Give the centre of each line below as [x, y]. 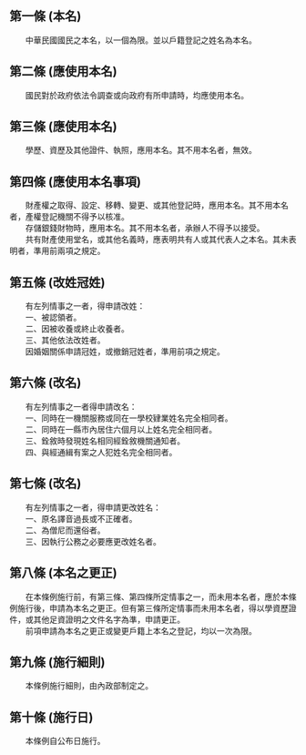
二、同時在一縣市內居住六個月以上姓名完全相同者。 [121, 429]
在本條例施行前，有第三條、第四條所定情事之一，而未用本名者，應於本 [157, 597]
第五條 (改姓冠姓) [57, 282]
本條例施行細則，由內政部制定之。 [89, 686]
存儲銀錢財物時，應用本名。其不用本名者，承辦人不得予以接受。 [145, 228]
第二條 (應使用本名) [63, 71]
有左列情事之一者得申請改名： [81, 406]
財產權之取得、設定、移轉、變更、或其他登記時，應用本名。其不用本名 [157, 205]
